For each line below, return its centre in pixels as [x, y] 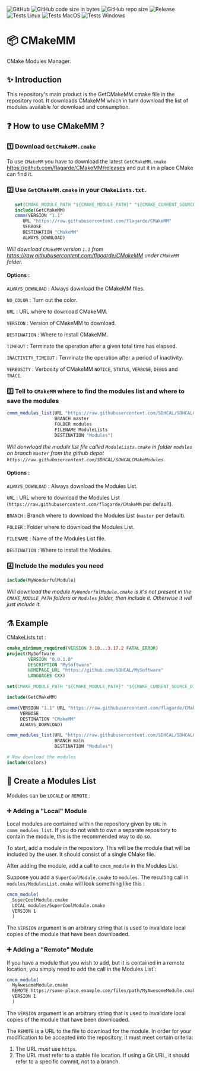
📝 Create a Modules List [52, 781]
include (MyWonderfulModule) [42, 580]
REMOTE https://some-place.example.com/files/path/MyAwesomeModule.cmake [105, 991]
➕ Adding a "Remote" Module [50, 950]
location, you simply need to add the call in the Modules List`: [82, 969]
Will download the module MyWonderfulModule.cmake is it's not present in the [99, 592]
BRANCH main [69, 741]
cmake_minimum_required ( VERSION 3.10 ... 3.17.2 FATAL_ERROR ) [83, 648]
